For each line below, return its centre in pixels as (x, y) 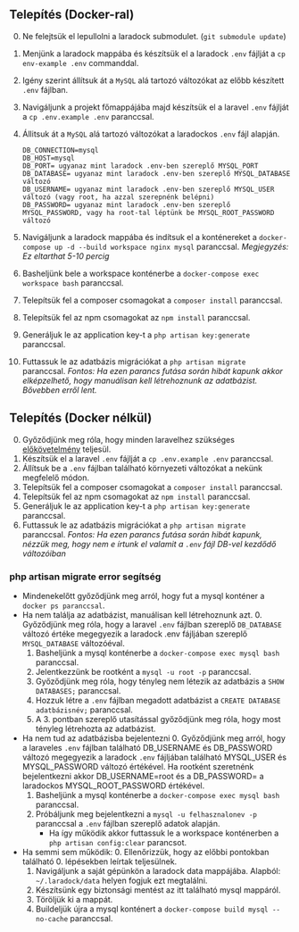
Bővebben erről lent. (59, 390)
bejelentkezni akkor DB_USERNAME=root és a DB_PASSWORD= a (143, 776)
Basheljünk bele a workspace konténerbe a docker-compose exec (141, 273)
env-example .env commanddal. (80, 62)
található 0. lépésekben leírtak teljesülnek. (100, 861)
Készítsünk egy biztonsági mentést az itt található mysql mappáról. (158, 890)
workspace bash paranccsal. (73, 283)
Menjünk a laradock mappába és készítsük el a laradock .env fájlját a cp (154, 54)
